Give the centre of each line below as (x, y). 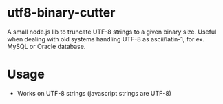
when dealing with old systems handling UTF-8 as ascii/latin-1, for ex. (106, 39)
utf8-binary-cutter (61, 13)
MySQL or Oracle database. (46, 46)
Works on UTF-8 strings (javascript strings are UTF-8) (94, 93)
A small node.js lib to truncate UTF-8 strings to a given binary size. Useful (112, 32)
